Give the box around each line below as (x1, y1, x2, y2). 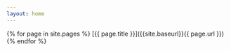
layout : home (6, 10, 45, 17)
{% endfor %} (6, 36, 47, 45)
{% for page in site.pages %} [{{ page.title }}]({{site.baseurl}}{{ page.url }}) (6, 29, 225, 38)
